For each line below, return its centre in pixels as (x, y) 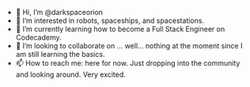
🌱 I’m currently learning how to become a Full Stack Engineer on (120, 29)
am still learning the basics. (60, 54)
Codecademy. (38, 37)
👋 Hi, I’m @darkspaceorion (59, 12)
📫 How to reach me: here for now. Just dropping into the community (128, 63)
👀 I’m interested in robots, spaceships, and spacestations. (110, 21)
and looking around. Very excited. (71, 74)
